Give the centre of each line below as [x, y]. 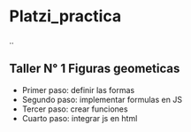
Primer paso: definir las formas [78, 89]
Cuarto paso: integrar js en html [80, 118]
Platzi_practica [65, 16]
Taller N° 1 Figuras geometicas [95, 69]
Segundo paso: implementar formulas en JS [102, 99]
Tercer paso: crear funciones [75, 109]
